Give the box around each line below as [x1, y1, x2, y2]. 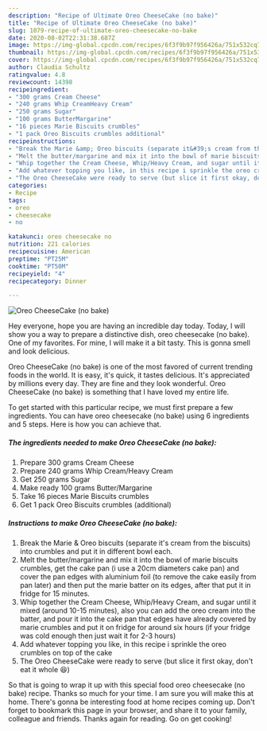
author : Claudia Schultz [8, 64, 91, 72]
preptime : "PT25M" [8, 255, 69, 263]
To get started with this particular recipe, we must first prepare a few [8, 403, 234, 412]
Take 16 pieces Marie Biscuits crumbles [19, 492, 149, 501]
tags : [8, 196, 26, 204]
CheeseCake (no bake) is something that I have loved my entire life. [8, 387, 230, 397]
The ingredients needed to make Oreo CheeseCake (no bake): [8, 438, 217, 447]
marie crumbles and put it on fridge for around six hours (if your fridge [19, 623, 250, 632]
